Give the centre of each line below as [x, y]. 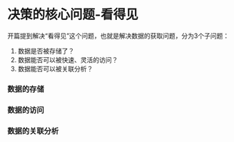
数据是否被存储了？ [46, 51]
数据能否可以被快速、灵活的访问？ [68, 60]
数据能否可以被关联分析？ [55, 69]
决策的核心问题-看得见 [73, 15]
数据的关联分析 [33, 131]
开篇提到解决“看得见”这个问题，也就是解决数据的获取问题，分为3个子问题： [118, 36]
